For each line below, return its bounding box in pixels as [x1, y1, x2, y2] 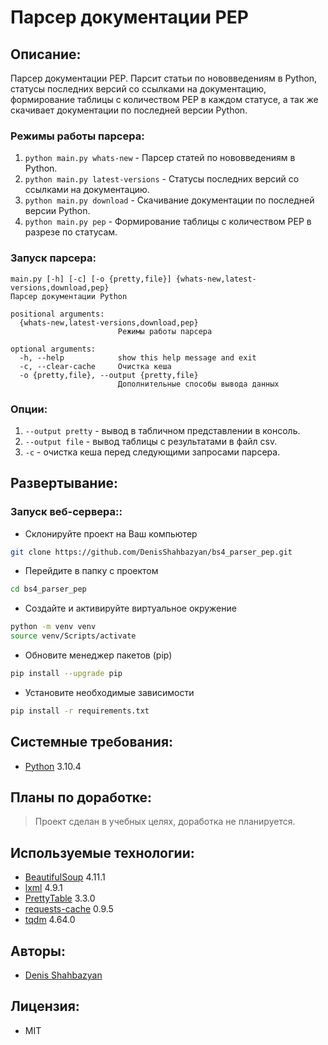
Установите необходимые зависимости [24, 686, 195, 698]
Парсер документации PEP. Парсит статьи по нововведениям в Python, [10, 72, 318, 84]
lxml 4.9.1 [24, 882, 63, 894]
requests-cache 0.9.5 [24, 903, 114, 915]
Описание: [10, 46, 82, 63]
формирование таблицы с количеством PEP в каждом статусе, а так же [10, 94, 319, 105]
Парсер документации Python [10, 291, 128, 301]
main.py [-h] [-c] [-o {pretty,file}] [10, 274, 172, 284]
